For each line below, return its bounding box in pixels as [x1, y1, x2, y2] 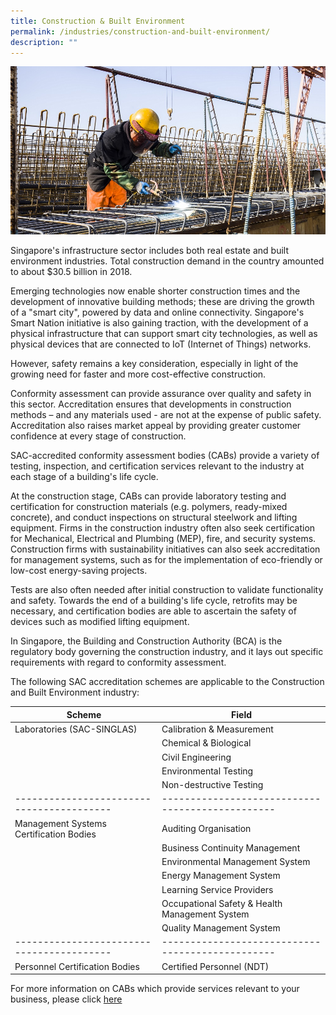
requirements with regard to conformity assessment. [10, 656, 227, 669]
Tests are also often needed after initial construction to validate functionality [10, 584, 324, 596]
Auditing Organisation [161, 823, 252, 835]
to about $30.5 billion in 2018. [10, 266, 133, 278]
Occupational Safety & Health [161, 897, 283, 909]
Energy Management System [161, 870, 281, 882]
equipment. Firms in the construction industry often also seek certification [10, 522, 316, 534]
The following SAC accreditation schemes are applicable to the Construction [10, 676, 325, 688]
